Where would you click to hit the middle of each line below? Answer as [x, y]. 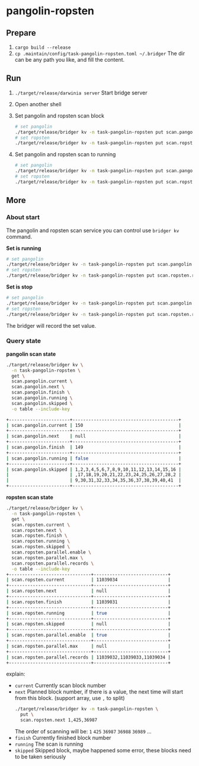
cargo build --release [43, 48]
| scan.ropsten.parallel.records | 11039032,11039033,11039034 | [88, 657]
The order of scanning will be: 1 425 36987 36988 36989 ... [83, 732]
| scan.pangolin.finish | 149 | [94, 447]
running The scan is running [49, 744]
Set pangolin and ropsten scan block [60, 115]
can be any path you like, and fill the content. [70, 60]
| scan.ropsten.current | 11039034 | [88, 580]
